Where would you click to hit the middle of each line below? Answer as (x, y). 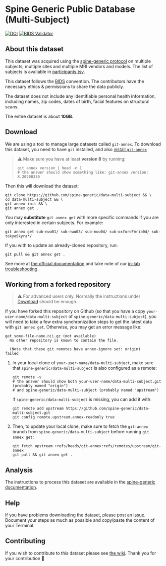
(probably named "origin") (40, 386)
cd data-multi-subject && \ (34, 199)
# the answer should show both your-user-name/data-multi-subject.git (87, 382)
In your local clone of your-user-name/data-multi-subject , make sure (83, 363)
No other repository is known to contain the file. (64, 341)
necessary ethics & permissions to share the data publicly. (65, 86)
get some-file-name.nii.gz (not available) (51, 336)
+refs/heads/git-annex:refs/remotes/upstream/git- (108, 446)
